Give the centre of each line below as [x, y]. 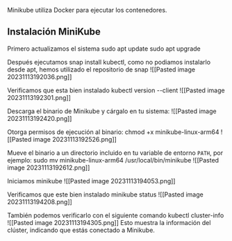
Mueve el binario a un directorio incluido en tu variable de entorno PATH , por [115, 153]
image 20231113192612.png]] [49, 167]
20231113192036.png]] [40, 76]
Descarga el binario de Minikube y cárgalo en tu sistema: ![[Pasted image [112, 111]
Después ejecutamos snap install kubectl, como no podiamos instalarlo [109, 62]
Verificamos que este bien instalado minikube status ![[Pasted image [105, 194]
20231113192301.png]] [39, 97]
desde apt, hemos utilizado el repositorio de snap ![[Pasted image [101, 69]
